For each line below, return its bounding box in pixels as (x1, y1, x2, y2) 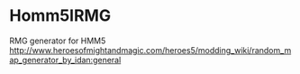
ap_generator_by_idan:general (9, 54, 122, 65)
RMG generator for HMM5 (9, 35, 106, 46)
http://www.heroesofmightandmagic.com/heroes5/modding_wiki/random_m (9, 44, 292, 55)
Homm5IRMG (9, 5, 111, 26)
